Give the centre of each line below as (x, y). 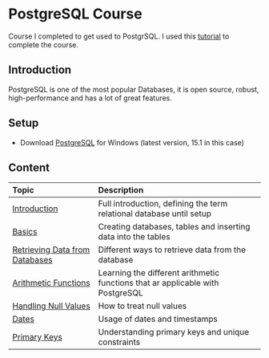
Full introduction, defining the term (163, 204)
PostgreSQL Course (75, 14)
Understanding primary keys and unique (174, 332)
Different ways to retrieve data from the (172, 250)
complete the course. (43, 44)
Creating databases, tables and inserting (174, 227)
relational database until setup (155, 214)
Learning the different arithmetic (159, 273)
